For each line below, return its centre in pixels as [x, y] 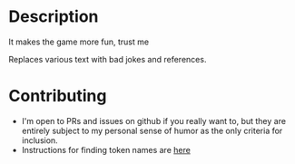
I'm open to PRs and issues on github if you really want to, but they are [154, 121]
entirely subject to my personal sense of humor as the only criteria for [152, 130]
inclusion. [39, 140]
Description [54, 17]
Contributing [58, 96]
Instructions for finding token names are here [106, 150]
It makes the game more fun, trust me [79, 42]
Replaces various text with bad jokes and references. [108, 59]
